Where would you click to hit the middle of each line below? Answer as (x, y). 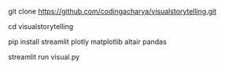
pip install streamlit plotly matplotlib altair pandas (87, 42)
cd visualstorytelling (41, 26)
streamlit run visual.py (44, 57)
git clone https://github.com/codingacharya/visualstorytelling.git (112, 11)
